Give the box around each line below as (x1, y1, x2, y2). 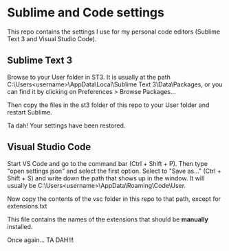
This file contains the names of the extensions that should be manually (7, 215, 208, 224)
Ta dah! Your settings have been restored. (7, 121, 126, 130)
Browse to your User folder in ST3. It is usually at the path (7, 73, 171, 81)
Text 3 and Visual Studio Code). (7, 34, 97, 43)
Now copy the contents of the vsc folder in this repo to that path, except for (7, 194, 221, 203)
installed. (7, 222, 33, 230)
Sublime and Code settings (7, 5, 165, 21)
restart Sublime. (7, 108, 53, 116)
